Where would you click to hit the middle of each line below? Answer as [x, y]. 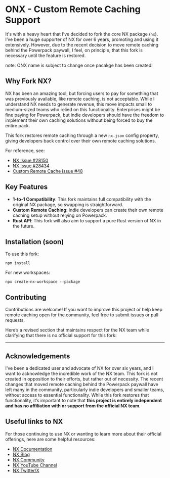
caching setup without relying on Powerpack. [60, 215]
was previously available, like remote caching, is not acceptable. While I [80, 99]
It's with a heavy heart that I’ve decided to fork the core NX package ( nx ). [82, 34]
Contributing [26, 297]
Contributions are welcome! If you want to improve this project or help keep [84, 310]
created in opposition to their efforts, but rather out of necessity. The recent [84, 379]
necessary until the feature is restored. [46, 55]
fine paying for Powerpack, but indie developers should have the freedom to [85, 115]
